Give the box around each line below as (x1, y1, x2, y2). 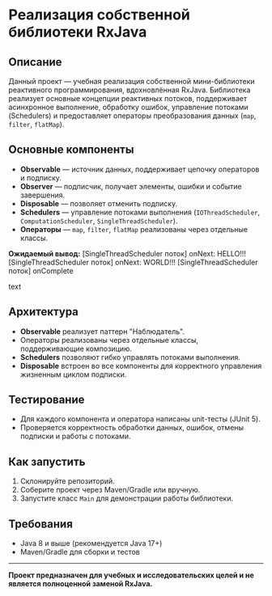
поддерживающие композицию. (19, 344, 132, 353)
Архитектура (8, 305, 79, 319)
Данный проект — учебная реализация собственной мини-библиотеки (8, 77, 255, 86)
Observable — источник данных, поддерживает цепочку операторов (19, 164, 260, 174)
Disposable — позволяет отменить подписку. (19, 198, 178, 208)
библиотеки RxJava (8, 23, 147, 41)
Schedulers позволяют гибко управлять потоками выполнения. (19, 352, 241, 361)
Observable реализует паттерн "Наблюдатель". (19, 326, 185, 336)
